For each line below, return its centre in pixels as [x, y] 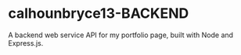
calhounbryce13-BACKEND [99, 14]
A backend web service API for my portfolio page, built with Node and [120, 35]
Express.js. [26, 43]
